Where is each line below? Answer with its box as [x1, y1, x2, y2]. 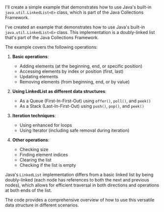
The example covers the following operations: [5, 44, 98, 50]
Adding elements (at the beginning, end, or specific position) [19, 63, 142, 69]
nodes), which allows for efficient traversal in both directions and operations [5, 182, 160, 188]
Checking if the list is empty [19, 162, 76, 168]
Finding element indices [19, 152, 68, 157]
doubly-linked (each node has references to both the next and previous [5, 177, 149, 182]
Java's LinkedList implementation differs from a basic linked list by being [5, 172, 154, 178]
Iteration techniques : [12, 113, 56, 119]
